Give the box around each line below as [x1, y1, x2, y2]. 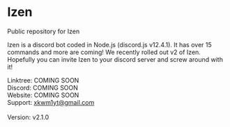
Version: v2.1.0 [7, 112, 49, 121]
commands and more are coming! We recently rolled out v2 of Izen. [7, 48, 201, 56]
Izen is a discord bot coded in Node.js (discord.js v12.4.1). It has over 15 [7, 40, 213, 49]
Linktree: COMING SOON [7, 76, 79, 84]
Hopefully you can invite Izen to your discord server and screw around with [7, 55, 223, 63]
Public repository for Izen [7, 27, 80, 35]
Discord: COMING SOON [7, 83, 79, 92]
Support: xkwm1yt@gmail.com [7, 98, 95, 106]
